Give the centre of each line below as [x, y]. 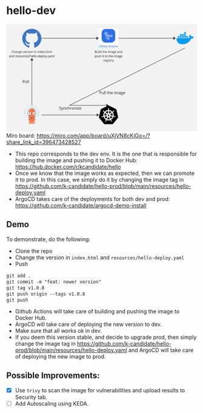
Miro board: [21, 135]
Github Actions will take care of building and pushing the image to [97, 311]
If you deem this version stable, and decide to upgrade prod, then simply [106, 337]
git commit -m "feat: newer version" [54, 282]
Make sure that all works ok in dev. [58, 330]
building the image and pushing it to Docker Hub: [76, 160]
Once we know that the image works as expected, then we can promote [105, 173]
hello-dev [31, 11]
